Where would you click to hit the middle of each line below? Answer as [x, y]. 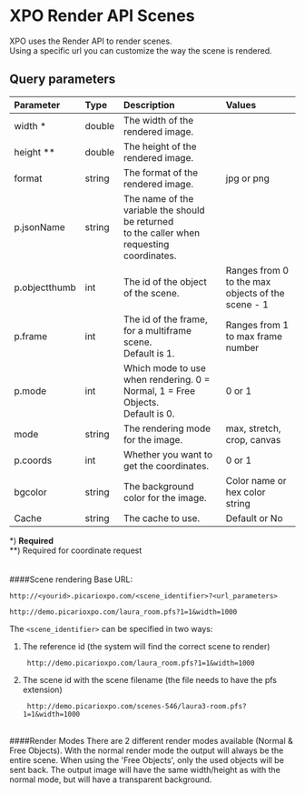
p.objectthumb [45, 287]
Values [241, 105]
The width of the [158, 120]
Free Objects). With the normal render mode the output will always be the [147, 750]
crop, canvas [253, 439]
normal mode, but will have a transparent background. [111, 779]
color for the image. [165, 498]
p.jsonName [39, 226]
